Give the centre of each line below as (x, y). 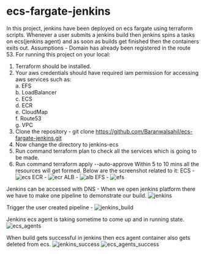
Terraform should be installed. (53, 66)
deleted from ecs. (28, 244)
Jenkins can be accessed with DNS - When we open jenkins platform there (101, 189)
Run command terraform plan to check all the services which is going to (106, 151)
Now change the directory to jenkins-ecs (67, 144)
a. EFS (23, 86)
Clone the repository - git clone (55, 131)
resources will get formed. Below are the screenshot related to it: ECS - (105, 171)
